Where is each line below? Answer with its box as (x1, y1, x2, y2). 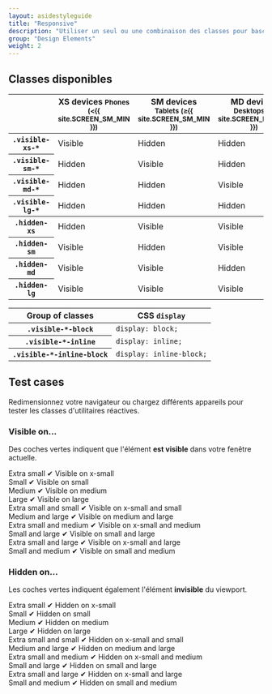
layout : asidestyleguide (8, 11, 92, 20)
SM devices (151, 96, 198, 107)
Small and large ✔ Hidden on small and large (8, 661, 157, 670)
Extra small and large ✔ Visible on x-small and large (8, 538, 181, 547)
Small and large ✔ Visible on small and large (8, 529, 155, 539)
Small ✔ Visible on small (8, 478, 89, 487)
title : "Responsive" (8, 19, 79, 28)
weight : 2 (8, 42, 42, 50)
